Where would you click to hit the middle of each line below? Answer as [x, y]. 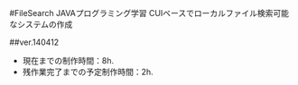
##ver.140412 [34, 42]
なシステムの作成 [41, 24]
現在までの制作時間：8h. [68, 60]
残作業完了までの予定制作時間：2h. [88, 72]
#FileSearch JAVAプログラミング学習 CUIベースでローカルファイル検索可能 [149, 13]
